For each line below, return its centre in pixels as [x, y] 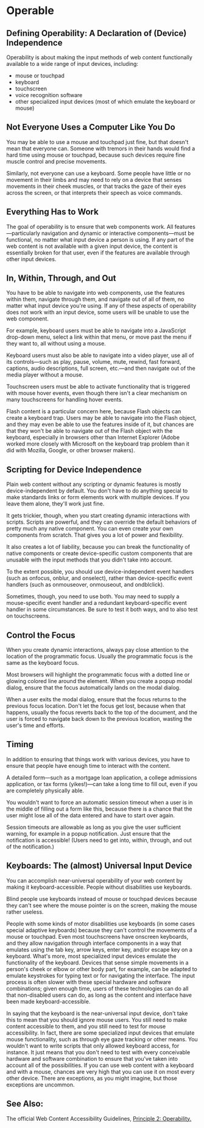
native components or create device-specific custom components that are [100, 554]
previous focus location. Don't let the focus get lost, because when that [96, 706]
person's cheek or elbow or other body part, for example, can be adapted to [102, 969]
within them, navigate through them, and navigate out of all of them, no [95, 299]
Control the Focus [41, 635]
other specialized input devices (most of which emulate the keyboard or [105, 102]
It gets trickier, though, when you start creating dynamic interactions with [98, 516]
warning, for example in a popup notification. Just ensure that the [88, 833]
